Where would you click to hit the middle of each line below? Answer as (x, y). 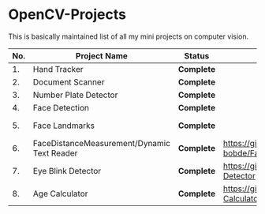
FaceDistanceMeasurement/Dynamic (102, 143)
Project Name (102, 55)
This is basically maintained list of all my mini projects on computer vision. (129, 36)
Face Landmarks (63, 126)
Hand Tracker (58, 69)
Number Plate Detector (75, 95)
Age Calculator (60, 193)
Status (197, 55)
